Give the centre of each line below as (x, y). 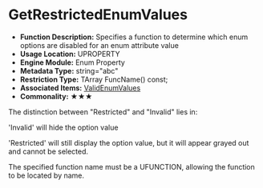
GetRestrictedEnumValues (98, 15)
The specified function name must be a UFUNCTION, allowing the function (131, 166)
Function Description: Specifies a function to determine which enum (134, 37)
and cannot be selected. (49, 151)
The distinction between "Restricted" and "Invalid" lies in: (103, 112)
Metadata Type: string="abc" (69, 70)
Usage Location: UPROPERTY (70, 54)
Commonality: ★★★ (56, 96)
